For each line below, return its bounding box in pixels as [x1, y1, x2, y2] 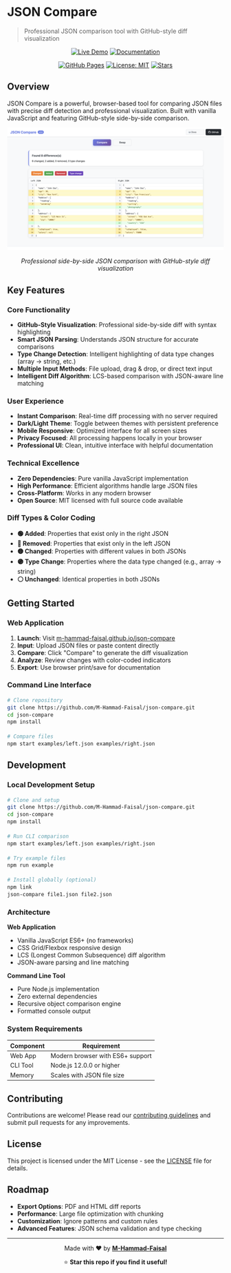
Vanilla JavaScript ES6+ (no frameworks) [16, 936, 134, 944]
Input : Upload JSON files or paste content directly [16, 641, 159, 650]
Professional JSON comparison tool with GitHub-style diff [23, 27, 188, 35]
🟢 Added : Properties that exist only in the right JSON [16, 529, 169, 537]
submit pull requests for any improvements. [7, 1119, 131, 1127]
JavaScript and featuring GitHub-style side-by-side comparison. [7, 114, 190, 122]
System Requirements [7, 1024, 83, 1034]
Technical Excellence [7, 459, 80, 468]
